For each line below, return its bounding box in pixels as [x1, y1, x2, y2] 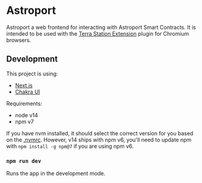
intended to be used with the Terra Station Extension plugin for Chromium [6, 30, 189, 37]
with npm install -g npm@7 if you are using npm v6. [6, 143, 134, 150]
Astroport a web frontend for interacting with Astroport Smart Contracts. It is [6, 24, 196, 31]
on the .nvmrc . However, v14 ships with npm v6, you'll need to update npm [6, 136, 192, 143]
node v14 [14, 111, 38, 118]
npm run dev [6, 158, 42, 164]
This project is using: [6, 70, 58, 77]
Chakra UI [14, 88, 40, 95]
